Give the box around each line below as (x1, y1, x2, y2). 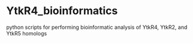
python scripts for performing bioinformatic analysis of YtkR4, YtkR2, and (6, 24, 188, 31)
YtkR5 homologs (6, 29, 47, 37)
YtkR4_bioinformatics (6, 4, 118, 18)
